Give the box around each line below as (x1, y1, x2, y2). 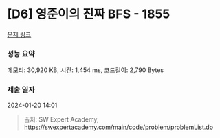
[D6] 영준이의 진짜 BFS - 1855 (7, 6, 170, 22)
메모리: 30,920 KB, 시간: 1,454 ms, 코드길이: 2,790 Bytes (7, 66, 164, 74)
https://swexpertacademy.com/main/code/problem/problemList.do (23, 123, 214, 131)
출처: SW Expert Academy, (23, 115, 99, 124)
